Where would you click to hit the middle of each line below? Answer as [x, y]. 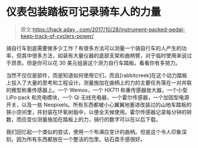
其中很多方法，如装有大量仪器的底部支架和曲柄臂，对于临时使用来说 [104, 55]
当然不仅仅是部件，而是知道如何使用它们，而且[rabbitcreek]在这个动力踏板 [97, 75]
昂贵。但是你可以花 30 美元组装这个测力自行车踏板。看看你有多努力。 [96, 63]
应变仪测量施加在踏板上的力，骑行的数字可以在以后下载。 [91, 119]
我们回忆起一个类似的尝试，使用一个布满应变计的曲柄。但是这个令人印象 [94, 132]
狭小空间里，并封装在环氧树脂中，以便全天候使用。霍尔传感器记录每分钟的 [96, 112]
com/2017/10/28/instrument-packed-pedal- [132, 29]
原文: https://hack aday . [49, 29]
